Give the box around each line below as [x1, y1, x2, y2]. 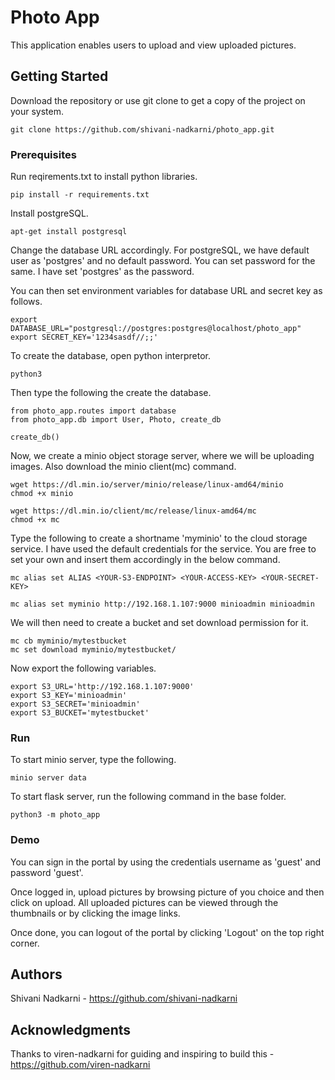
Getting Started [10, 68, 109, 85]
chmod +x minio [10, 489, 74, 499]
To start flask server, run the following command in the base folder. [10, 791, 287, 803]
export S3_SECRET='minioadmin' [10, 699, 141, 710]
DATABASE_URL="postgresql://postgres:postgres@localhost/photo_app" [10, 324, 302, 334]
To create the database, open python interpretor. [10, 350, 211, 362]
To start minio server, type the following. [10, 754, 177, 766]
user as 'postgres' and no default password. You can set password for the [10, 255, 316, 267]
